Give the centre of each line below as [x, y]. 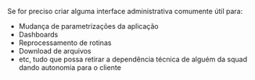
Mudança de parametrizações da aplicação [88, 26]
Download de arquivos [55, 51]
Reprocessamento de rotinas [65, 43]
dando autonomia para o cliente [70, 68]
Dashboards [38, 35]
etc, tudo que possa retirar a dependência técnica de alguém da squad [133, 59]
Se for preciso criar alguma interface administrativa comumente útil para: [125, 11]
